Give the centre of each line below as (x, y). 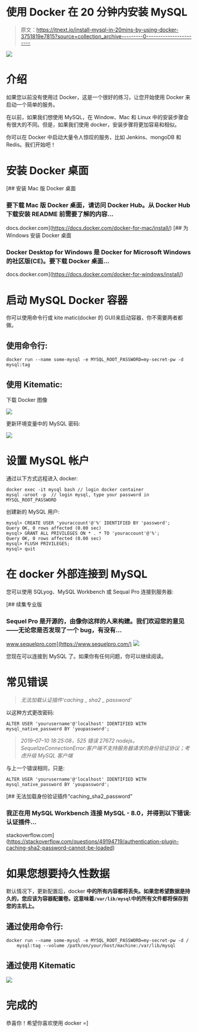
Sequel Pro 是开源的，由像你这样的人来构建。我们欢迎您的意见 (95, 621)
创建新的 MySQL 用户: (33, 512)
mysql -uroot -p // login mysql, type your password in (78, 495)
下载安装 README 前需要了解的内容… (60, 214)
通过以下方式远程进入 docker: (42, 478)
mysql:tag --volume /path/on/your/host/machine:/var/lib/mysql (96, 946)
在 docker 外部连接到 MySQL (77, 574)
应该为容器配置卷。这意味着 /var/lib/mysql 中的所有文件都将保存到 (107, 899)
